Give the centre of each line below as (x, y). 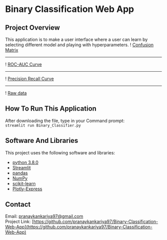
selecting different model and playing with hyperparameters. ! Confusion (80, 45)
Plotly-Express (27, 189)
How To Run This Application (51, 109)
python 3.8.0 (25, 162)
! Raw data (16, 93)
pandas (20, 173)
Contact (18, 204)
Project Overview (33, 28)
